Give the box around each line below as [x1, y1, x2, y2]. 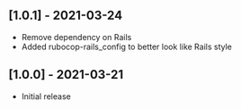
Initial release [21, 90, 71, 102]
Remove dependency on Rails [21, 31, 132, 42]
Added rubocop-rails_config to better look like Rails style [21, 41, 233, 52]
